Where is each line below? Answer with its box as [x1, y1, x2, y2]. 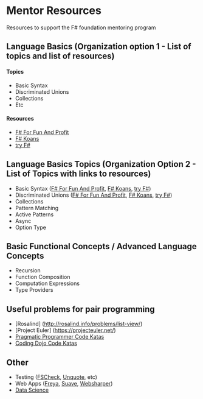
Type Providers [15, 286, 53, 294]
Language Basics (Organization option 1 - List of [6, 41, 191, 52]
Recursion [15, 267, 41, 274]
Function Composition [15, 274, 71, 281]
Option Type [15, 224, 47, 231]
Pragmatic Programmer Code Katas [15, 333, 105, 341]
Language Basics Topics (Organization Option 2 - [6, 159, 196, 169]
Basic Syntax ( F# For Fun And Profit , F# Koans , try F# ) [15, 185, 151, 192]
